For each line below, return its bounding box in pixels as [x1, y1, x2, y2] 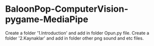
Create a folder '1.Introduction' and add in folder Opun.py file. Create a [5, 30, 150, 36]
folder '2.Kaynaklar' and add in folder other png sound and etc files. [5, 35, 144, 41]
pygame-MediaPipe [5, 14, 88, 25]
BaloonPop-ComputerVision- [5, 3, 129, 15]
